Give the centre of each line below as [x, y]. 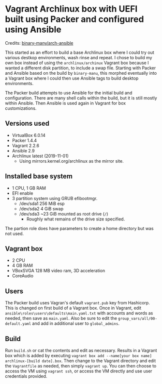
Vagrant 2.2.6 [26, 145]
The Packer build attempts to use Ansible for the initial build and [69, 93]
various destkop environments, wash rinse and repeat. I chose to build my [79, 57]
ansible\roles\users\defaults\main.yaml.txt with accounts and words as [79, 313]
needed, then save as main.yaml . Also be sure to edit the [61, 318]
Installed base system [39, 176]
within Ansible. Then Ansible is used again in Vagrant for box [66, 103]
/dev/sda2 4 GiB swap [41, 209]
